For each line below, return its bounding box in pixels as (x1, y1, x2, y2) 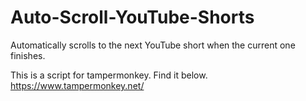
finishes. (10, 49, 46, 61)
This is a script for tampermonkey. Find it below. (10, 69, 208, 81)
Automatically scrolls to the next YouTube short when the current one (10, 39, 296, 51)
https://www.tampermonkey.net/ (10, 79, 145, 91)
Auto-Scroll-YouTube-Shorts (10, 6, 255, 29)
